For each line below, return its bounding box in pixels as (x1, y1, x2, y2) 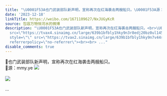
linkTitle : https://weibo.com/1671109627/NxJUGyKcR (5, 16, 114, 21)
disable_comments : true (5, 44, 55, 49)
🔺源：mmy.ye (5, 65, 33, 71)
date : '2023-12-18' (5, 12, 46, 17)
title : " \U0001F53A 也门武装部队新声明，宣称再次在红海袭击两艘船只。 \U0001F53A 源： (5, 7, 164, 12)
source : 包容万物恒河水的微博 (5, 21, 61, 26)
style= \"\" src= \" (9, 35, 48, 40)
